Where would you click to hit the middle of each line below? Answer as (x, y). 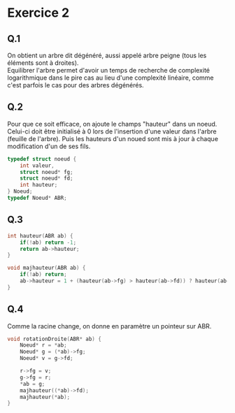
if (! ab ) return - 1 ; (48, 242)
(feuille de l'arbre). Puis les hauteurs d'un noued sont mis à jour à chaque (113, 138)
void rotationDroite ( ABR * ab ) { (54, 339)
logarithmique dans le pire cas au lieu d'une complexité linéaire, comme (111, 78)
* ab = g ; (33, 384)
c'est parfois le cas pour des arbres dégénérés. (76, 85)
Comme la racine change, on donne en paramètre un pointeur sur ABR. (109, 326)
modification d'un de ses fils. (49, 146)
